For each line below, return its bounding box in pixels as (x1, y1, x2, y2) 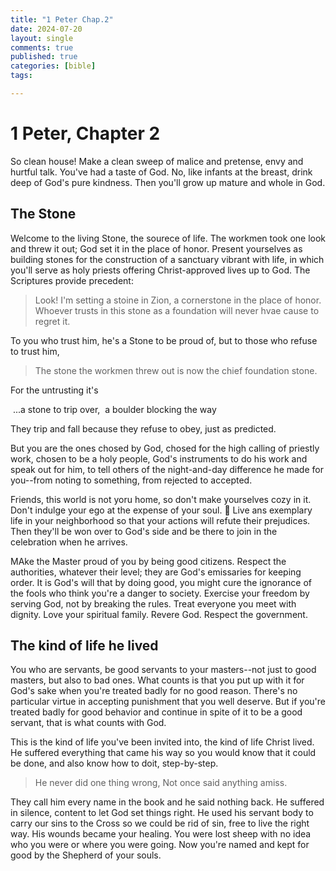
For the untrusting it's (10, 384, 99, 396)
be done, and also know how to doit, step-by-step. (10, 757, 219, 770)
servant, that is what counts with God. (10, 717, 167, 729)
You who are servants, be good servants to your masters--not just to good (10, 664, 317, 676)
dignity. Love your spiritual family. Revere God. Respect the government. (10, 608, 308, 620)
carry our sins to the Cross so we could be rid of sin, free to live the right (10, 817, 310, 830)
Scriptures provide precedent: (10, 274, 134, 286)
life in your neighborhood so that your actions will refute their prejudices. (10, 514, 311, 526)
